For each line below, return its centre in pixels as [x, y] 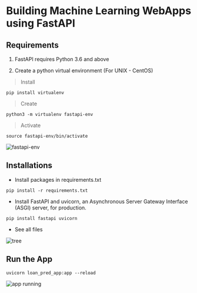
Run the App [29, 259]
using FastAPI [41, 23]
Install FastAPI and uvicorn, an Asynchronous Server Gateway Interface [101, 201]
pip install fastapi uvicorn [42, 218]
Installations [29, 166]
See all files [29, 229]
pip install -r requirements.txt [47, 190]
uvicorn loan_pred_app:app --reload [51, 273]
